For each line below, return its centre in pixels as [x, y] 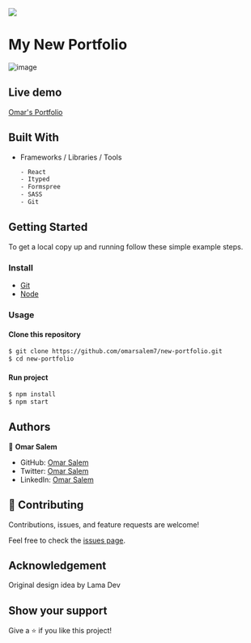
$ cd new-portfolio [41, 359]
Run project [28, 377]
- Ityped [35, 179]
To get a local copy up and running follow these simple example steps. [126, 246]
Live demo [35, 93]
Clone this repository [45, 334]
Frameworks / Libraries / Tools [71, 157]
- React [33, 172]
